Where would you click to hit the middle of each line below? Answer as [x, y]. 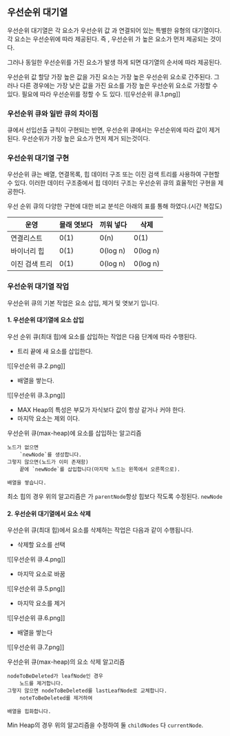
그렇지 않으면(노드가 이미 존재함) [48, 462]
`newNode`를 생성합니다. [51, 454]
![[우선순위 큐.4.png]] [36, 560]
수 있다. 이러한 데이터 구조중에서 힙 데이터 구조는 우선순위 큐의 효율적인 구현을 [112, 183]
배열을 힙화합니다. [29, 712]
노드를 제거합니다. [42, 684]
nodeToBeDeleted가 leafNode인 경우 [55, 676]
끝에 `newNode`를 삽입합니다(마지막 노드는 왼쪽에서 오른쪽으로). [100, 469]
